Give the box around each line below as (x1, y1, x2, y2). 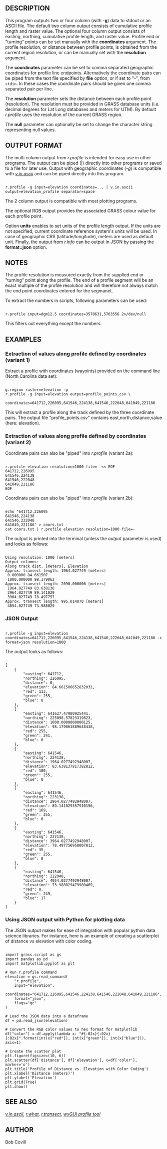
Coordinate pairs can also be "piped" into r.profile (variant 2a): (5, 450, 134, 456)
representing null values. (5, 127, 56, 133)
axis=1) (5, 1040, 21, 1046)
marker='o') (5, 1062, 30, 1067)
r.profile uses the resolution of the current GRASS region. (5, 112, 122, 118)
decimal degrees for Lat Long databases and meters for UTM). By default (5, 106, 156, 112)
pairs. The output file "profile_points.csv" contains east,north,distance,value (5, 414, 162, 421)
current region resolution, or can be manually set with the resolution (5, 49, 146, 55)
